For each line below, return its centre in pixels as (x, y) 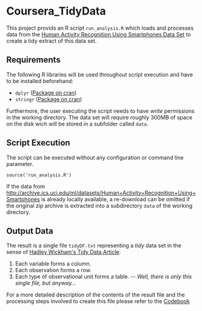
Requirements (33, 60)
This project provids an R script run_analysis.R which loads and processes (100, 28)
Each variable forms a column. (53, 264)
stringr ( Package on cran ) (49, 99)
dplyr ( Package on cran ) (46, 93)
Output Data (30, 231)
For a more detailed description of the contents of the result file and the (96, 295)
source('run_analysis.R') (39, 175)
